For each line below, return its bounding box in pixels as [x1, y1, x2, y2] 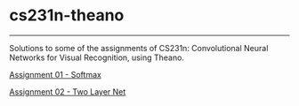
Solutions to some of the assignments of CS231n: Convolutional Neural [9, 42, 269, 53]
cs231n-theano [9, 5, 125, 26]
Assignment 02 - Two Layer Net [9, 86, 126, 97]
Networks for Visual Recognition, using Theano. [9, 52, 185, 63]
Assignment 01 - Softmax [9, 69, 102, 79]
